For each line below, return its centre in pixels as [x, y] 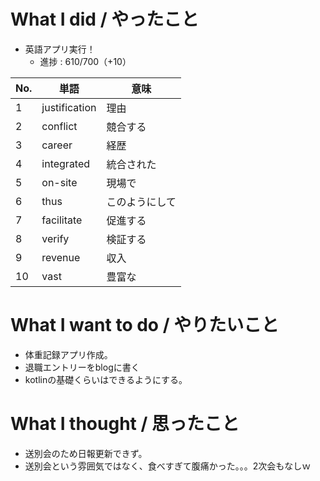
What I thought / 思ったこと [125, 424]
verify [55, 238]
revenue [61, 257]
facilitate [62, 220]
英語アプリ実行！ [60, 49]
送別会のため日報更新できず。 [86, 453]
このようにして [141, 202]
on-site [59, 182]
